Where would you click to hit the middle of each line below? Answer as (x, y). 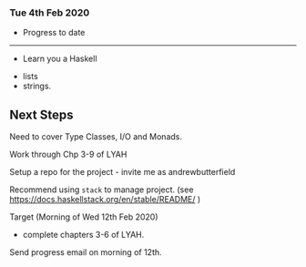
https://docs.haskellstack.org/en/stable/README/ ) (105, 200)
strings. (37, 86)
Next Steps (41, 114)
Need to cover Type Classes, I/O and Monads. (96, 137)
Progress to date (54, 33)
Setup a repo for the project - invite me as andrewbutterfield (122, 172)
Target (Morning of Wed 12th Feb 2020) (84, 217)
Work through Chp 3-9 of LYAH (68, 154)
